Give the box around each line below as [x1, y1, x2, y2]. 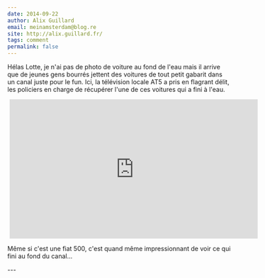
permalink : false [7, 43, 59, 50]
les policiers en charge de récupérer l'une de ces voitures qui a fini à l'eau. [7, 86, 225, 93]
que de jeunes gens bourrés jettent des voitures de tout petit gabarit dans [7, 70, 223, 79]
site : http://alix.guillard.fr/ [7, 30, 103, 37]
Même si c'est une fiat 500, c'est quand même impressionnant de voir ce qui [7, 245, 231, 253]
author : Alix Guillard [7, 17, 74, 24]
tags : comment [7, 37, 50, 44]
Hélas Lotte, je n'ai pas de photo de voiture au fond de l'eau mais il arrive [7, 63, 221, 71]
